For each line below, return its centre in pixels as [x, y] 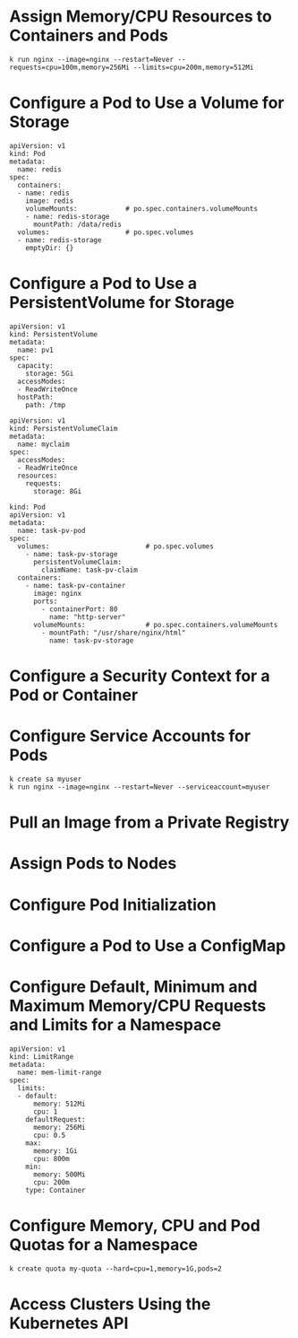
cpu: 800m [51, 1159]
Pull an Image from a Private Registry [149, 822]
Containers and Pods [89, 35]
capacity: [35, 365]
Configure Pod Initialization [113, 905]
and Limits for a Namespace [115, 1024]
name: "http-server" [87, 617]
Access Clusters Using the [110, 1304]
